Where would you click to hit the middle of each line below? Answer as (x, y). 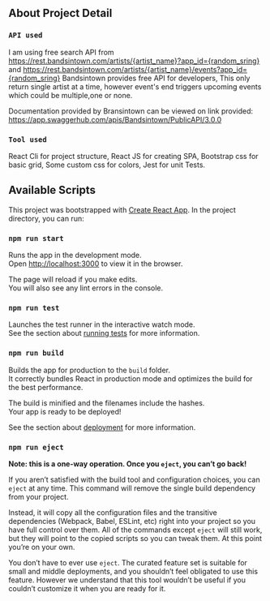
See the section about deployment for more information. (102, 427)
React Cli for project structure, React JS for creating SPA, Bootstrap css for (133, 156)
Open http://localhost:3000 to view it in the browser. (96, 264)
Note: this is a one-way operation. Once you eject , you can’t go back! (128, 464)
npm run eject (36, 447)
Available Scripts (52, 190)
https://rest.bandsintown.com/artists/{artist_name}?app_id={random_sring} (134, 61)
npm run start (36, 238)
